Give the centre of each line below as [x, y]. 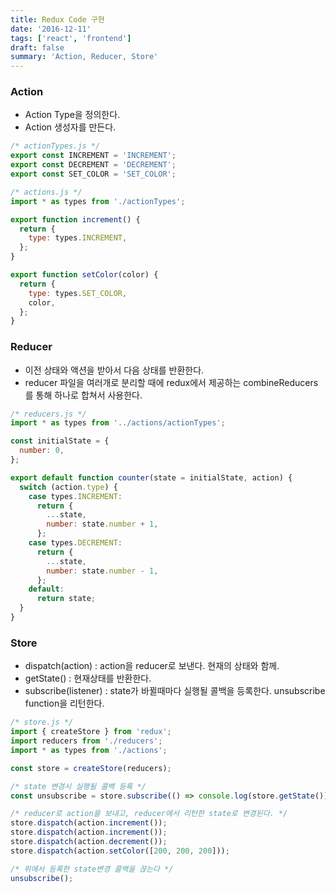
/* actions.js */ [46, 192]
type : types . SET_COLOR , [78, 293]
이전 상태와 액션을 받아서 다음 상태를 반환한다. [114, 370]
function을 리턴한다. [64, 703]
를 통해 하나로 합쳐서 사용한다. [83, 395]
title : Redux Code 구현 [57, 19]
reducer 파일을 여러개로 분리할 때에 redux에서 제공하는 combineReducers [171, 382]
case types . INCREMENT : [75, 496]
